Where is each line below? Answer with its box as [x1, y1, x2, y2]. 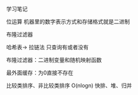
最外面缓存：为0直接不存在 [6, 69, 74, 76]
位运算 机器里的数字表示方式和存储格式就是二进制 [6, 18, 130, 25]
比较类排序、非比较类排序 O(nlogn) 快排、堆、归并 [6, 82, 132, 89]
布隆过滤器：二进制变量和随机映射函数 [6, 57, 102, 63]
